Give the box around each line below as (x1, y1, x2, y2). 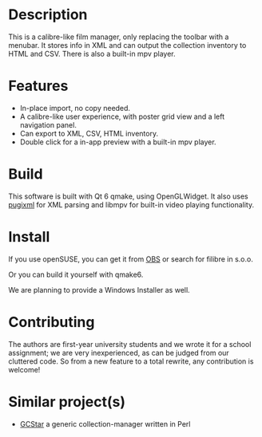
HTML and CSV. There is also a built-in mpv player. (8, 49, 176, 58)
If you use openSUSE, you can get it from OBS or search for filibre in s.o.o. (8, 254, 253, 264)
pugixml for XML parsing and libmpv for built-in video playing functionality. (8, 199, 254, 209)
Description (8, 6, 88, 24)
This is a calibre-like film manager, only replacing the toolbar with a (8, 32, 229, 41)
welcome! (8, 364, 41, 374)
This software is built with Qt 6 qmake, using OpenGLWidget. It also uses (8, 191, 249, 201)
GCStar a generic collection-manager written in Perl (19, 419, 191, 428)
